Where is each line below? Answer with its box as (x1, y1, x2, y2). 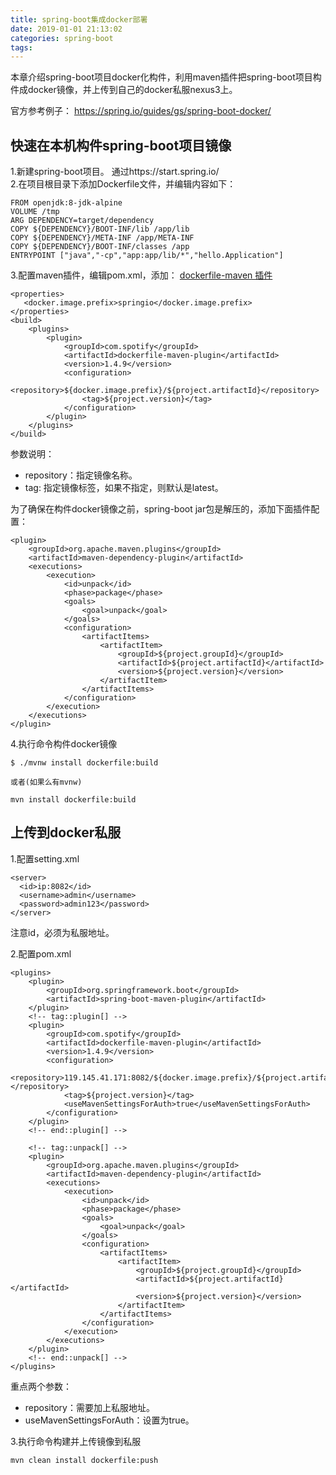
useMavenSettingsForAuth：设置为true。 (24, 1414, 195, 1426)
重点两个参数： (10, 1380, 72, 1392)
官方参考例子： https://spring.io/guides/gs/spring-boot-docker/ (10, 105, 272, 117)
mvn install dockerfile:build (10, 795, 137, 805)
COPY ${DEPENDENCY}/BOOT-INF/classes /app (10, 242, 190, 252)
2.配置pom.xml (10, 947, 72, 960)
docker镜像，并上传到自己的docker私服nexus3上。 (27, 84, 238, 96)
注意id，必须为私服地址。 (10, 926, 115, 938)
